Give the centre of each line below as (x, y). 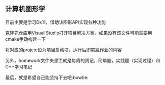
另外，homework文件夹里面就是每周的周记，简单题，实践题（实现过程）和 (83, 60)
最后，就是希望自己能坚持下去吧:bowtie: (47, 77)
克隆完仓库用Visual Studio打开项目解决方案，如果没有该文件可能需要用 (79, 33)
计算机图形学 (25, 9)
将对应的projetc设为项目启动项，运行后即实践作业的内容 (64, 50)
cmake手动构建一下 (26, 39)
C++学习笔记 (19, 66)
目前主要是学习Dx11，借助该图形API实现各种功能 (56, 22)
